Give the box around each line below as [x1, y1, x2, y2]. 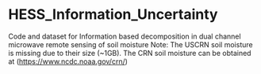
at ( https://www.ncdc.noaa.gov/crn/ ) [8, 57, 129, 66]
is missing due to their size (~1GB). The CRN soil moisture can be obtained [8, 48, 251, 57]
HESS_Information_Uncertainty [8, 6, 218, 24]
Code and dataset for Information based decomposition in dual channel [8, 31, 241, 41]
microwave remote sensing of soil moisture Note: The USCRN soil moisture [8, 39, 253, 49]
